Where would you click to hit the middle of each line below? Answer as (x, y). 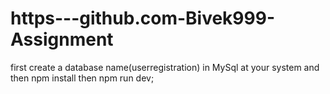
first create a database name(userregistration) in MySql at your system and (165, 67)
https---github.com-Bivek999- (142, 18)
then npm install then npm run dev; (82, 78)
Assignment (62, 39)
